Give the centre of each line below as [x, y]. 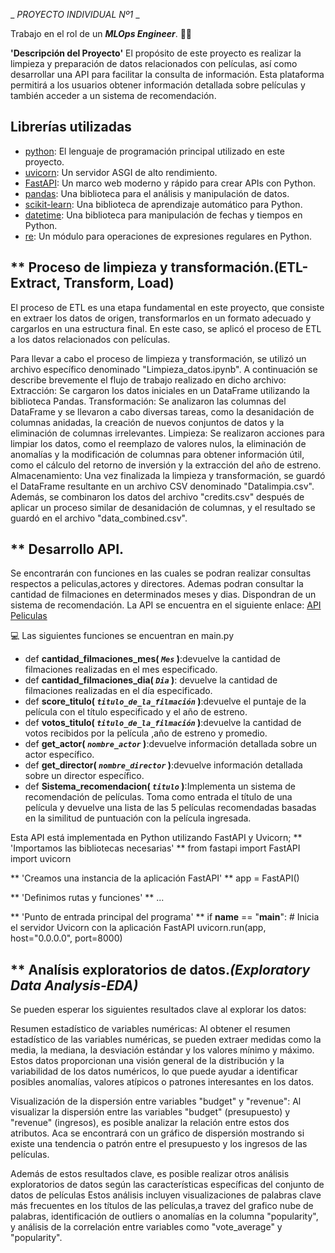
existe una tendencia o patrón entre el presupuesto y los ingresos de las [159, 1144]
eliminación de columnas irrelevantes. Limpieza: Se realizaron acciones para [167, 433]
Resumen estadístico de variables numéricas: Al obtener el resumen [150, 1029]
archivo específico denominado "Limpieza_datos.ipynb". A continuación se [164, 369]
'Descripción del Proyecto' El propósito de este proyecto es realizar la [156, 53]
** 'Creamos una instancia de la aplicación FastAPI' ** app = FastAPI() [155, 878]
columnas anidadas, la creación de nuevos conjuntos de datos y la [147, 422]
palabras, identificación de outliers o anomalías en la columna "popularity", [164, 1216]
